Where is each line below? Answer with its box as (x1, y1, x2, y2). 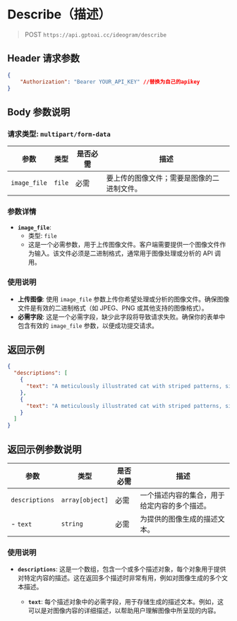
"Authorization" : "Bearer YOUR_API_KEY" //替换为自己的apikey (20, 78, 200, 85)
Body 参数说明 (7, 106, 71, 118)
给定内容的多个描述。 (140, 501, 212, 511)
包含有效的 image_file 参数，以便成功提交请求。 (17, 321, 159, 330)
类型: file (28, 231, 58, 240)
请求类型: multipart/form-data (7, 128, 111, 138)
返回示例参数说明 (7, 443, 82, 455)
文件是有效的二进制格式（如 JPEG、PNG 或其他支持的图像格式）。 (17, 303, 208, 312)
